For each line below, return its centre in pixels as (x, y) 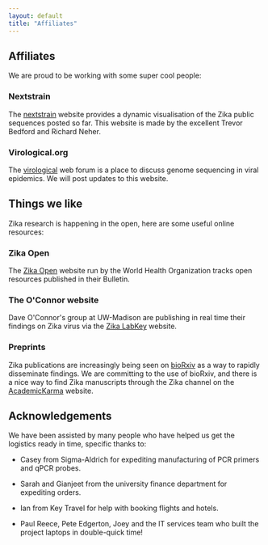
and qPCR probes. (50, 468)
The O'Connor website (54, 300)
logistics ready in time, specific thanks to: (77, 444)
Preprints (27, 347)
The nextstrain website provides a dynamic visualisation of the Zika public (131, 114)
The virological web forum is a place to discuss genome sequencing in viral (134, 170)
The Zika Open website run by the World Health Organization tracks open (130, 271)
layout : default (36, 16)
